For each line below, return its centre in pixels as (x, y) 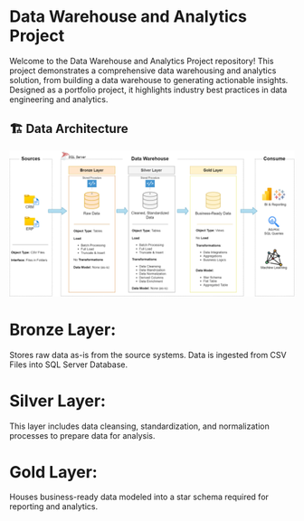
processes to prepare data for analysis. (82, 435)
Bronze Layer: (63, 330)
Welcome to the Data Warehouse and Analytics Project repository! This (142, 61)
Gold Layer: (53, 472)
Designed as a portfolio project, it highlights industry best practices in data (148, 90)
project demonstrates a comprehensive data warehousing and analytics (143, 71)
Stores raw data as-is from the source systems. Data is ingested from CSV (148, 355)
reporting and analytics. (53, 507)
